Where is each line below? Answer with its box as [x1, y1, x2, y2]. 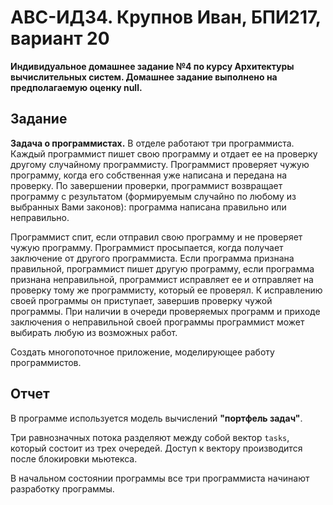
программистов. [10, 356, 82, 368]
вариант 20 [10, 27, 110, 50]
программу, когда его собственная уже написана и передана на [10, 169, 288, 181]
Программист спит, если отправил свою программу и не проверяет [10, 231, 303, 243]
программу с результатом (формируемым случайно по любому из [10, 190, 297, 202]
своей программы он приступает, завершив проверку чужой [10, 294, 273, 306]
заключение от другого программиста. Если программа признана [10, 252, 295, 264]
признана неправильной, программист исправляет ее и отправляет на [10, 273, 314, 285]
